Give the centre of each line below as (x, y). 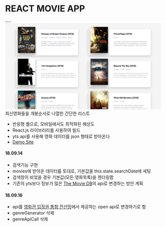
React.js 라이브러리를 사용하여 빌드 (46, 130)
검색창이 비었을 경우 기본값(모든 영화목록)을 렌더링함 (63, 177)
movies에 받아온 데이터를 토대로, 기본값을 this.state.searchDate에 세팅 (82, 171)
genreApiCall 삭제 (30, 219)
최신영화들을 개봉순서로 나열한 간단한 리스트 (48, 113)
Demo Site (23, 142)
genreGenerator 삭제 (33, 213)
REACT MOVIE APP (45, 9)
